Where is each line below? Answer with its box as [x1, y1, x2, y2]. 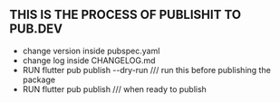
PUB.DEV [9, 22, 63, 37]
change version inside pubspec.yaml [22, 45, 160, 56]
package [22, 74, 56, 85]
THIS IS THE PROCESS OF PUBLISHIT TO [9, 7, 242, 23]
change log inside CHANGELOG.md [22, 54, 156, 66]
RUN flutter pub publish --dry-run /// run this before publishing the [22, 64, 272, 75]
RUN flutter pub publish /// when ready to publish [22, 83, 207, 94]
